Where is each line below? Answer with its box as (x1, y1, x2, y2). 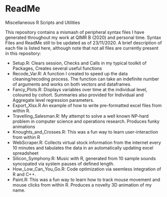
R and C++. (12, 171, 36, 177)
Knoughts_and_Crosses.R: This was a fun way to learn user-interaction (12, 129, 158, 135)
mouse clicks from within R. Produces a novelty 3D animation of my (12, 182, 152, 188)
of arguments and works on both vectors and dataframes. (12, 81, 131, 87)
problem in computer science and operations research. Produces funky (12, 118, 160, 124)
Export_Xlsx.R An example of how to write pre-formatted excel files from (12, 102, 162, 108)
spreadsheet (12, 150, 39, 156)
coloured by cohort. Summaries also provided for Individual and (12, 92, 144, 98)
